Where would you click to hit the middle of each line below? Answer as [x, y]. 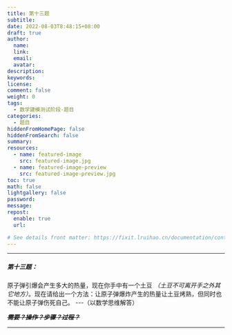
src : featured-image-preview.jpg [68, 174]
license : [20, 84]
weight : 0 [21, 97]
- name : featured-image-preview [60, 167]
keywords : [21, 78]
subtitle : [21, 20]
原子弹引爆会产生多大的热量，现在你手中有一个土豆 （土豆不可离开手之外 [111, 285]
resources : [23, 148]
